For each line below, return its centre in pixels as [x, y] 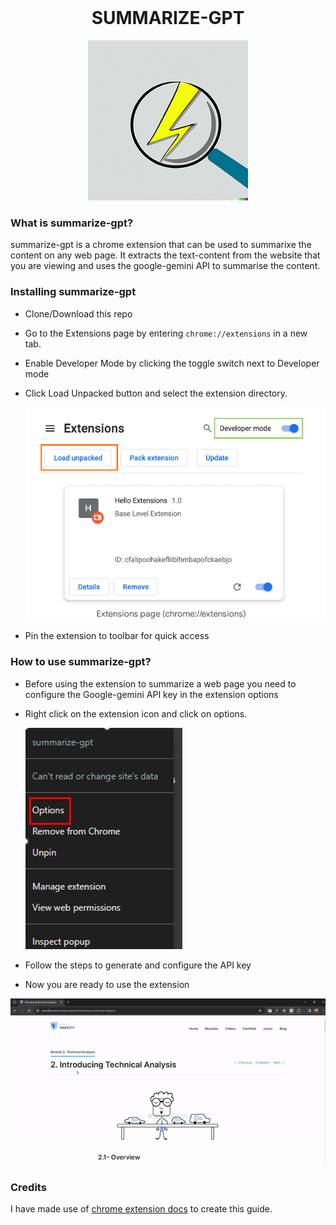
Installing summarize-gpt [73, 292]
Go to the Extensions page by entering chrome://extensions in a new [166, 333]
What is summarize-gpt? [72, 223]
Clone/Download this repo [78, 313]
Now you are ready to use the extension [107, 984]
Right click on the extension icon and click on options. [136, 713]
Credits [28, 1187]
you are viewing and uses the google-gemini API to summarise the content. [165, 266]
